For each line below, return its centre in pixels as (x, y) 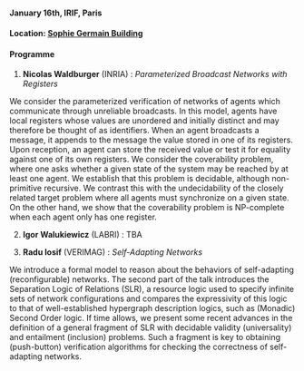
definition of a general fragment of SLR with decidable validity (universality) (151, 327)
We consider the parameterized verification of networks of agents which (145, 102)
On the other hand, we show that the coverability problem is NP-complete (147, 208)
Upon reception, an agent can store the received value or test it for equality (150, 150)
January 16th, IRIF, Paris (56, 13)
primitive (26, 188)
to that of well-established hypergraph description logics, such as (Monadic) (152, 308)
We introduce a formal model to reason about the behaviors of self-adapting (152, 270)
